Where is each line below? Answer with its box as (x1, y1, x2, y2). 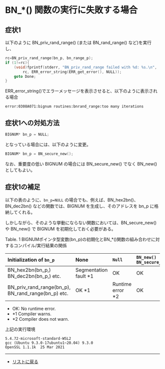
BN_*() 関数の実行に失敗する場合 (5, 4, 138, 16)
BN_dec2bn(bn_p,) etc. (7, 272, 61, 279)
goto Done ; (14, 74, 36, 79)
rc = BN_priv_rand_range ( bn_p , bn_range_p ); (5, 56, 93, 61)
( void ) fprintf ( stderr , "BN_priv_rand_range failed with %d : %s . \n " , (14, 65, 157, 69)
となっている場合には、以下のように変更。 (5, 141, 91, 147)
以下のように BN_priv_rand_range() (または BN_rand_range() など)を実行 (5, 40, 152, 45)
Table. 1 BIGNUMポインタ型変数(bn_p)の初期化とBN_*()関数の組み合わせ (5, 236, 151, 242)
